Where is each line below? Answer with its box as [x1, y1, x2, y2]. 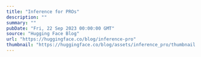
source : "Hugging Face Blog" [6, 31, 80, 37]
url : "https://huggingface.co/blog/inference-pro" [6, 36, 136, 42]
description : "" [6, 14, 47, 20]
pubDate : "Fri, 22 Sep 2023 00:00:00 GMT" [6, 25, 115, 31]
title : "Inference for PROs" [6, 8, 80, 15]
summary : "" [6, 20, 36, 26]
